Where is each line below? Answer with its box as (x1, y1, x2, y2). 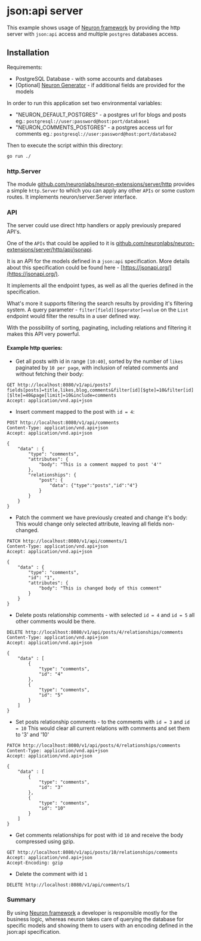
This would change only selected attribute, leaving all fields (15, 520, 162, 527)
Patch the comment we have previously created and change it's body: (15, 514, 188, 521)
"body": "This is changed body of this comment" (38, 585, 162, 591)
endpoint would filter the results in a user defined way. (7, 313, 141, 320)
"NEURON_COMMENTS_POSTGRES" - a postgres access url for (15, 124, 173, 131)
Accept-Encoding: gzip (7, 860, 63, 866)
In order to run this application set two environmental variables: (7, 99, 162, 106)
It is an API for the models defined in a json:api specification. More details (7, 258, 190, 265)
